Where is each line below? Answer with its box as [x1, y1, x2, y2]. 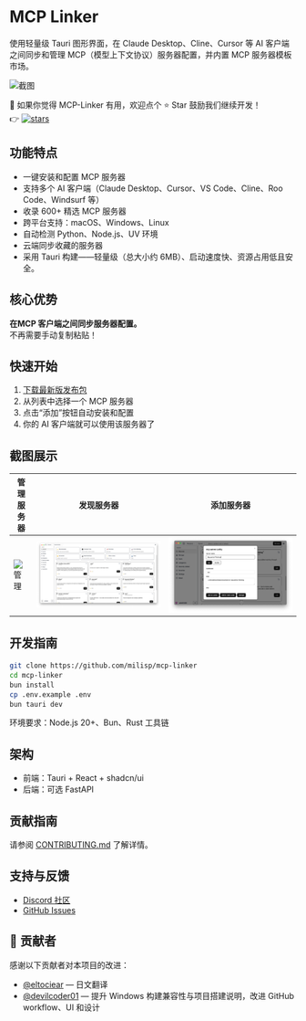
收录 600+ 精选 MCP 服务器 [22, 205, 127, 216]
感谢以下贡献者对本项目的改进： [9, 959, 129, 970]
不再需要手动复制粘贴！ [9, 329, 97, 340]
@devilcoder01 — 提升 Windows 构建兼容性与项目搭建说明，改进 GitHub [22, 990, 294, 1001]
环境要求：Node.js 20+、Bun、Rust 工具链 [9, 717, 169, 728]
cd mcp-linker [9, 670, 64, 679]
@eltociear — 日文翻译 [22, 979, 108, 990]
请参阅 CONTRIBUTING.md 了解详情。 [9, 839, 153, 850]
